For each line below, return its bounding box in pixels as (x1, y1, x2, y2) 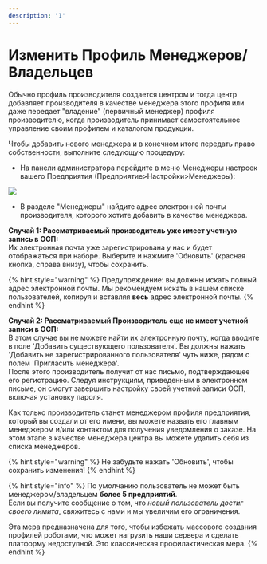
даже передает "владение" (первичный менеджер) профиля (8, 106, 215, 116)
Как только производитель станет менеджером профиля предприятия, (8, 408, 251, 417)
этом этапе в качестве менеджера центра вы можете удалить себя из (8, 432, 249, 443)
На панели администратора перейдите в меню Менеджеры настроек (19, 163, 258, 172)
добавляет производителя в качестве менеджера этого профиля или (8, 97, 245, 108)
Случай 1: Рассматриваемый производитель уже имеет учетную (8, 225, 238, 235)
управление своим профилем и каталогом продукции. (8, 123, 194, 132)
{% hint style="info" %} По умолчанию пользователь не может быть (8, 480, 241, 491)
